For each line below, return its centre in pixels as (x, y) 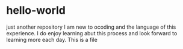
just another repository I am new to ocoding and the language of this (91, 27)
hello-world (36, 10)
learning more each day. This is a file (52, 39)
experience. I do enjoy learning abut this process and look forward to (92, 33)
